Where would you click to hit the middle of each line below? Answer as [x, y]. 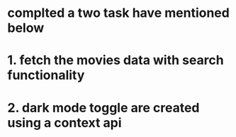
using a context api [64, 123]
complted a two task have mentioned [119, 13]
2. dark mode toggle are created [103, 108]
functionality [46, 75]
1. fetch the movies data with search [116, 60]
